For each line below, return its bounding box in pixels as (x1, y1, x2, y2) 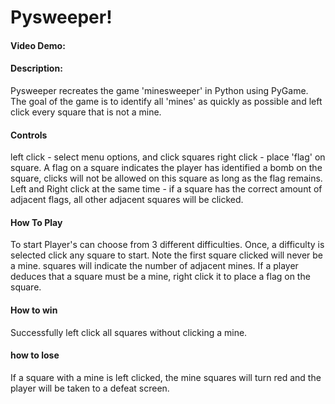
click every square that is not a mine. (10, 106, 162, 118)
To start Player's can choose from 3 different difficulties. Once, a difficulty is (10, 239, 325, 251)
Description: (10, 62, 63, 75)
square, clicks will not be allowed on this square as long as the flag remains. (10, 172, 323, 185)
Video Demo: (10, 39, 66, 51)
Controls (10, 129, 48, 141)
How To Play (10, 216, 63, 228)
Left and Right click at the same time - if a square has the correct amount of (10, 183, 323, 195)
